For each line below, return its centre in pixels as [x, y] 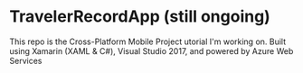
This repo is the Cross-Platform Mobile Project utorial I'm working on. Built [148, 41]
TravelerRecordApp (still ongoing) [140, 17]
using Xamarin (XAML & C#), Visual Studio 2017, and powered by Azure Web [151, 50]
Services [26, 60]
